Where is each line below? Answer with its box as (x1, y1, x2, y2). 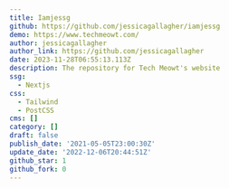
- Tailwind (17, 97, 59, 107)
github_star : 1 (9, 155, 67, 165)
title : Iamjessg (9, 13, 71, 23)
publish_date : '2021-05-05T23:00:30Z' (9, 139, 156, 148)
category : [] (9, 123, 59, 132)
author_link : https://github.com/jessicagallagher (9, 47, 205, 56)
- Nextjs (17, 80, 51, 89)
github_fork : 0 (9, 164, 67, 174)
